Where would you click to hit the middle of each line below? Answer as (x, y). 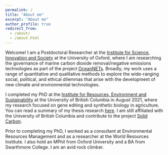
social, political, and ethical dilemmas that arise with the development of (80, 79)
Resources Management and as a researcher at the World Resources (77, 136)
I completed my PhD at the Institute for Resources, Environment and (76, 94)
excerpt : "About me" (27, 19)
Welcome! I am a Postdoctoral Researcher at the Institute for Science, (78, 52)
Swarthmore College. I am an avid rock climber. (55, 147)
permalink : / (19, 10)
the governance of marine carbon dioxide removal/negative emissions (78, 63)
